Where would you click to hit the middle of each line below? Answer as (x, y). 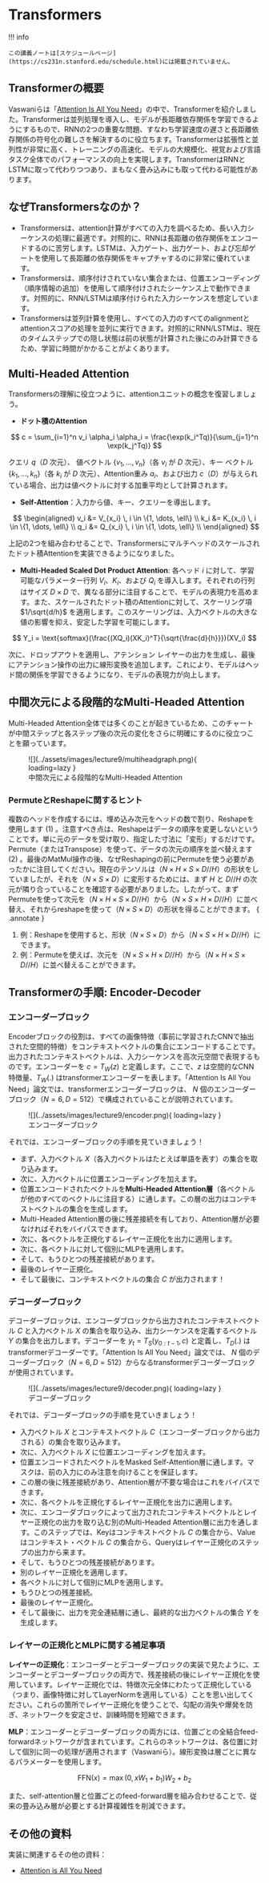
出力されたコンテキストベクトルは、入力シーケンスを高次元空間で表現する (131, 1056)
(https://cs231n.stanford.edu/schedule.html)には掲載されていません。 (121, 62)
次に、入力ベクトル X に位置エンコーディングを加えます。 (115, 1452)
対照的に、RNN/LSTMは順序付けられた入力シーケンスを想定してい (143, 298)
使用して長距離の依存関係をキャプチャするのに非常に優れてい (143, 257)
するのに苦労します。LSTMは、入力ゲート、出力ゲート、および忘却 (138, 248)
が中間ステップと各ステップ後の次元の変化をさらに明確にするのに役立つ (128, 733)
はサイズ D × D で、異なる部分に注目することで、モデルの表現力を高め (136, 592)
